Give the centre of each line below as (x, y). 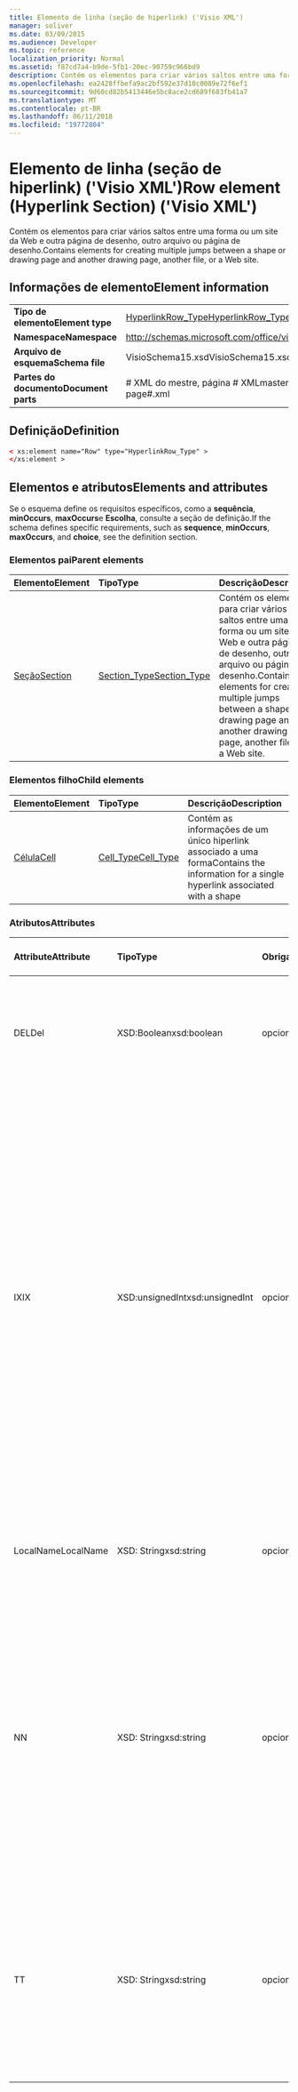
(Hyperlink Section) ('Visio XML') (133, 207)
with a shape (214, 896)
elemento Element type (63, 323)
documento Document (61, 388)
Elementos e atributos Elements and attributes (139, 487)
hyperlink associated (231, 885)
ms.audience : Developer (53, 42)
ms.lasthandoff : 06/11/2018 (61, 116)
